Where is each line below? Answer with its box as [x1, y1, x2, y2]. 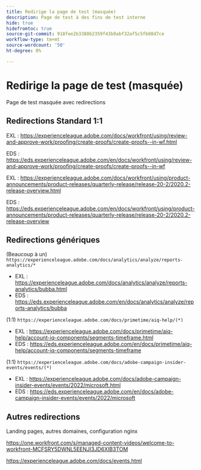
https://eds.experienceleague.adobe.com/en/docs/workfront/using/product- [6, 205, 195, 212]
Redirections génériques [6, 235, 100, 245]
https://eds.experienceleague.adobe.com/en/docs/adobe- [29, 388, 174, 395]
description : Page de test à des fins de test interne [6, 14, 146, 20]
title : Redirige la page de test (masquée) [6, 8, 117, 15]
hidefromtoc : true [6, 25, 52, 32]
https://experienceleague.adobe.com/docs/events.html [6, 457, 142, 465]
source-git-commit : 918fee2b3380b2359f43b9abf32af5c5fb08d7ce [6, 31, 165, 37]
